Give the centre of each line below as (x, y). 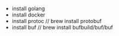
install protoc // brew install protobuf (57, 21)
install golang (28, 9)
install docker (28, 15)
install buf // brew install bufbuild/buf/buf (62, 27)
